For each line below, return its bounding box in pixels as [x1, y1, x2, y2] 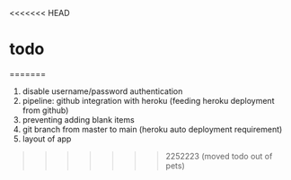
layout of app [22, 133, 72, 144]
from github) [22, 105, 69, 116]
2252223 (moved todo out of [165, 150, 273, 161]
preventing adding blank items [22, 114, 135, 124]
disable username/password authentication [22, 85, 183, 97]
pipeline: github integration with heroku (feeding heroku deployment [22, 95, 275, 106]
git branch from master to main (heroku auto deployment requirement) [22, 124, 283, 134]
